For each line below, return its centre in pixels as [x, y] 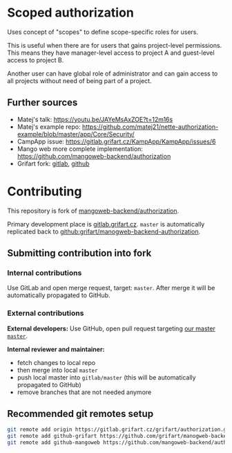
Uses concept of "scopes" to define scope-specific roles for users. [103, 32]
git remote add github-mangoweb [54, 443]
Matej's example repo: [49, 127]
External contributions [46, 313]
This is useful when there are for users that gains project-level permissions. [115, 45]
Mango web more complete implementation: [80, 149]
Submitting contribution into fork [79, 253]
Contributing [45, 191]
